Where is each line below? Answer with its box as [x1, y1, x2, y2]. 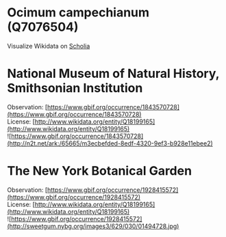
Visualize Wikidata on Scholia [7, 42, 90, 50]
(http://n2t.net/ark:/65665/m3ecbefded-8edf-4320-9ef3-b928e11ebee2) [7, 139, 214, 148]
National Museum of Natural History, [7, 66, 220, 81]
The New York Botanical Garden [7, 163, 192, 179]
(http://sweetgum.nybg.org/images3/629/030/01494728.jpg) [7, 222, 179, 230]
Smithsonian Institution [7, 81, 143, 96]
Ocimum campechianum [7, 5, 149, 20]
